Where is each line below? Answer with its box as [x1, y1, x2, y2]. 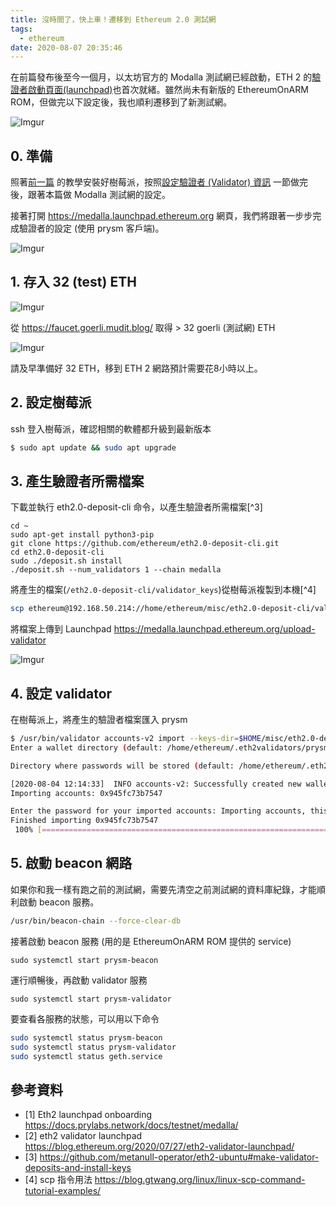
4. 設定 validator [10, 685, 113, 702]
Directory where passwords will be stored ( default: [10, 761, 235, 771]
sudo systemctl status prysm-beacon [10, 1032, 163, 1043]
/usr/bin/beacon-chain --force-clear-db [10, 916, 182, 926]
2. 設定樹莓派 [10, 394, 92, 411]
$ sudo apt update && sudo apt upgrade [10, 442, 177, 453]
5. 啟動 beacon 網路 [10, 855, 133, 872]
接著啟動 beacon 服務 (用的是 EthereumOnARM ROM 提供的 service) [10, 935, 292, 947]
